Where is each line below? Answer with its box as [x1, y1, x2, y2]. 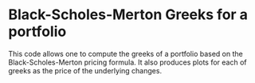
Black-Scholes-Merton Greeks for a [8, 6, 249, 24]
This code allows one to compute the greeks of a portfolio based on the [8, 49, 243, 58]
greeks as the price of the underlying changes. [8, 65, 162, 75]
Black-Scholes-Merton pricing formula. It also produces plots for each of [8, 57, 247, 67]
